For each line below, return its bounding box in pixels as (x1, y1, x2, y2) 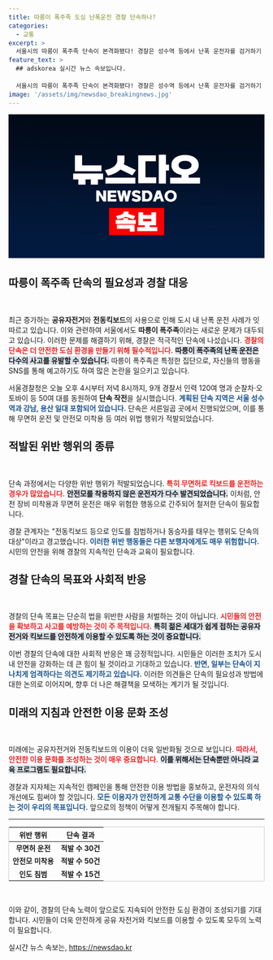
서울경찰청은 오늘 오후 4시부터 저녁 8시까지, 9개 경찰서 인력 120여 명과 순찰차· (8, 383, 257, 393)
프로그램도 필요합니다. (16, 765, 87, 775)
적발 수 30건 (60, 844, 101, 853)
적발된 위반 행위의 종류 (8, 440, 115, 454)
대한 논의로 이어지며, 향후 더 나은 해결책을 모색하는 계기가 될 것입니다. (8, 680, 229, 689)
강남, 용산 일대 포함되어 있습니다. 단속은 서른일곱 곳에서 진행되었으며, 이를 (23, 403, 257, 413)
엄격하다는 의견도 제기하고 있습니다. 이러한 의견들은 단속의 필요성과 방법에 (29, 669, 264, 679)
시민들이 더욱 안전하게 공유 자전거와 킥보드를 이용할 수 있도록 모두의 (32, 915, 247, 924)
